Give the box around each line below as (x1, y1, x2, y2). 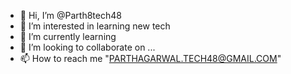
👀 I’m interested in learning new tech (19, 20, 171, 32)
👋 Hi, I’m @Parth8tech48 (19, 10, 122, 21)
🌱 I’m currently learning (19, 31, 117, 42)
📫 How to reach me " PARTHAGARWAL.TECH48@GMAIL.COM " (19, 53, 282, 64)
